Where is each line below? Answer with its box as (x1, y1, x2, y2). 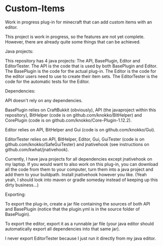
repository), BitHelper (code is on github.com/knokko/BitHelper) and (5, 112, 142, 118)
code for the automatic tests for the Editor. (5, 79, 90, 84)
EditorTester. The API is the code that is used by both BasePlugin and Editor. (5, 63, 158, 69)
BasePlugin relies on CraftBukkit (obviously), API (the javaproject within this (5, 107, 157, 113)
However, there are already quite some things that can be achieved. (5, 39, 141, 44)
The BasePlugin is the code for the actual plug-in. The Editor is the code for (5, 68, 157, 74)
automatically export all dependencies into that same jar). (5, 225, 120, 232)
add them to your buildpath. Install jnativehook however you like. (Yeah (5, 171, 147, 177)
